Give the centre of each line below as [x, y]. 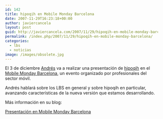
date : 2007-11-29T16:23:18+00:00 [39, 18]
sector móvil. [18, 78]
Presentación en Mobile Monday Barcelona [48, 112]
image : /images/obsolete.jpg [34, 54]
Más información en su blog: [33, 103]
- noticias [20, 50]
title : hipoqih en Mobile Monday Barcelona [50, 14]
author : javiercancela [28, 23]
